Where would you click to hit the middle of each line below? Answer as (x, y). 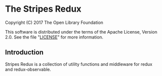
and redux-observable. (28, 69)
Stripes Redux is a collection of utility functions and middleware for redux (79, 64)
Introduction (24, 52)
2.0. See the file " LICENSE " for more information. (54, 37)
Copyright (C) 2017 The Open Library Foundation (54, 22)
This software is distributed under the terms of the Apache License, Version (81, 32)
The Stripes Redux (43, 9)
